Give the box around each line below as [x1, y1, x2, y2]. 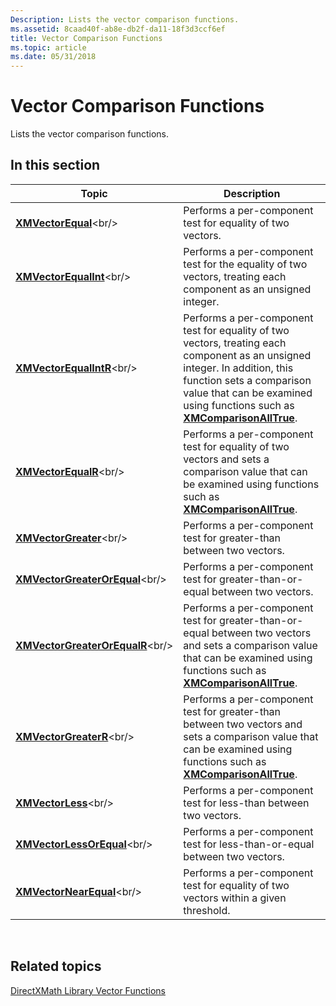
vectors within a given [183, 891, 287, 905]
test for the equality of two [183, 257, 308, 271]
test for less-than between [183, 796, 310, 810]
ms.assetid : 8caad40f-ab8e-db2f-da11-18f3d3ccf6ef [10, 24, 226, 34]
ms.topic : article [10, 42, 87, 53]
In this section [10, 157, 101, 174]
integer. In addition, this [183, 361, 294, 375]
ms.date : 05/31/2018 [10, 52, 97, 62]
